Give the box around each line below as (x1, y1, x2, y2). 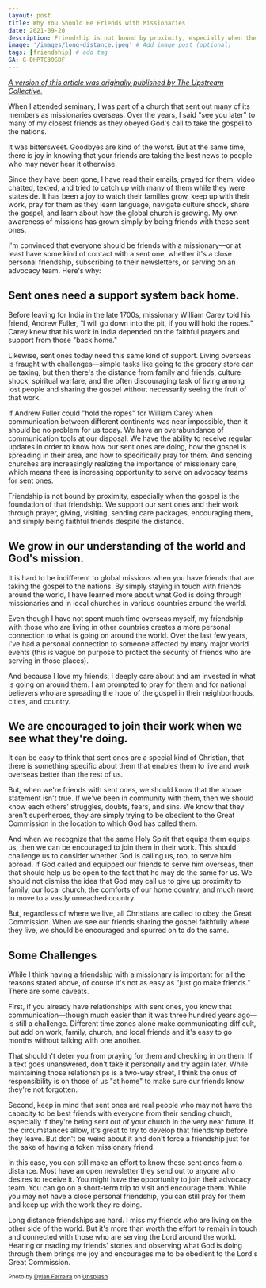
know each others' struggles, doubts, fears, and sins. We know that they (8, 802, 245, 812)
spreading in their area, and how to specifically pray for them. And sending (8, 450, 253, 460)
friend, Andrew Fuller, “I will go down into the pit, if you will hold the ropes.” (8, 318, 253, 328)
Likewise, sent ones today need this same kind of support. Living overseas (8, 350, 252, 360)
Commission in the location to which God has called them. (8, 819, 198, 828)
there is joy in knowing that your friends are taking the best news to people (8, 150, 253, 160)
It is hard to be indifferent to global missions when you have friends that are (8, 573, 255, 582)
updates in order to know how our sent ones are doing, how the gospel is (8, 442, 247, 451)
